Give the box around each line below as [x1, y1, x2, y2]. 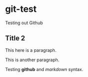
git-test [5, 3, 37, 15]
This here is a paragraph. [5, 47, 57, 53]
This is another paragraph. [5, 57, 60, 63]
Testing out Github [5, 20, 43, 26]
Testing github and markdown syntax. [5, 66, 84, 72]
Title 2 [5, 34, 25, 42]
